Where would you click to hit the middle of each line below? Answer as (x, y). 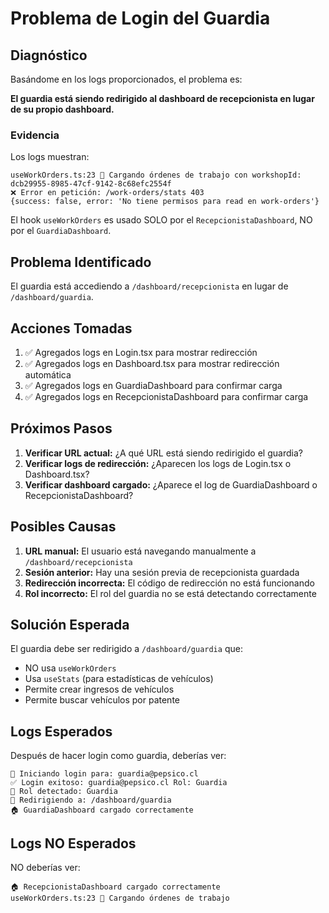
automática (48, 374)
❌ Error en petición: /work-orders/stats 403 (107, 193)
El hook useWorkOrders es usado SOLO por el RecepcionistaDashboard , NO (161, 220)
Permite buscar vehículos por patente (102, 700)
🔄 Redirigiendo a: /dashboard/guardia (91, 800)
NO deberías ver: (45, 867)
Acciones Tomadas (71, 328)
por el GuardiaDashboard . (61, 231)
